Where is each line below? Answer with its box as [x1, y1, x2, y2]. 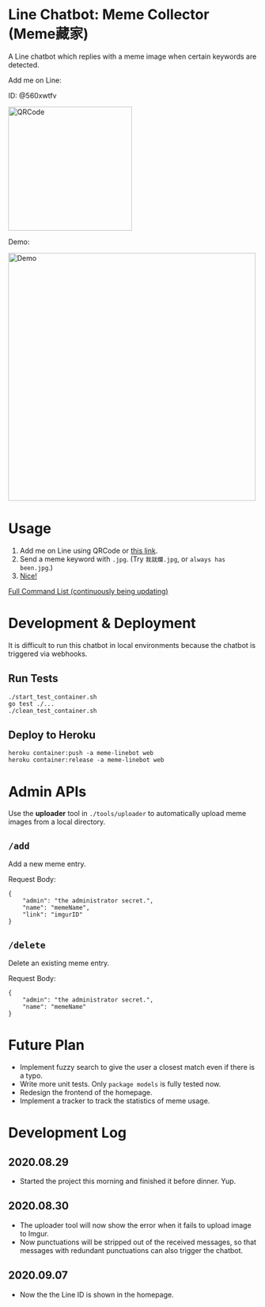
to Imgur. [19, 1228, 49, 1238]
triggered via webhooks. [8, 649, 88, 658]
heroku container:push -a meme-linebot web [8, 749, 154, 757]
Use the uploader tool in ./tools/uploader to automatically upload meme [8, 809, 247, 818]
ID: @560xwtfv [8, 90, 57, 100]
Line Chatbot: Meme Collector [8, 6, 210, 24]
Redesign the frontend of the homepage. [19, 1087, 153, 1097]
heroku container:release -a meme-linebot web [8, 756, 165, 765]
